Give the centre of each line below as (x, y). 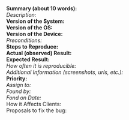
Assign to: (19, 85)
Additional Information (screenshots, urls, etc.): (65, 72)
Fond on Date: (24, 97)
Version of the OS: (29, 28)
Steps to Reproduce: (32, 46)
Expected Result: (28, 59)
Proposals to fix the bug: (37, 110)
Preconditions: (24, 40)
